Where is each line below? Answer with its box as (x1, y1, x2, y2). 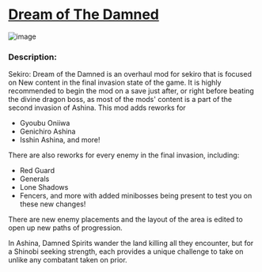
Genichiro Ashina (19, 127, 76, 136)
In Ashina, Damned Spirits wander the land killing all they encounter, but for (8, 239, 254, 248)
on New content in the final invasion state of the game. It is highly (8, 77, 222, 88)
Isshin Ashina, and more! (19, 135, 101, 145)
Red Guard (19, 166, 55, 176)
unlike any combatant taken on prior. (8, 255, 128, 265)
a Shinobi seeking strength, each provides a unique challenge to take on (8, 247, 244, 256)
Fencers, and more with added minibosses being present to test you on (19, 191, 253, 201)
